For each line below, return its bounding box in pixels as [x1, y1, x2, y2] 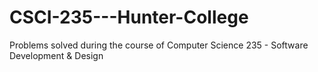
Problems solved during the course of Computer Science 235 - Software [9, 39, 309, 51]
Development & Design [9, 49, 104, 61]
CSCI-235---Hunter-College [9, 6, 249, 29]
